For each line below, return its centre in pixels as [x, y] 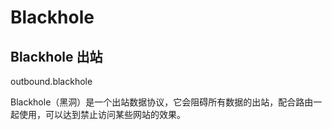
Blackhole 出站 [56, 56]
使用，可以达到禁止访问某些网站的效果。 [102, 114]
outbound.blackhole [51, 81]
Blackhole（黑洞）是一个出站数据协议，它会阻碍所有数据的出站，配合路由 [162, 102]
